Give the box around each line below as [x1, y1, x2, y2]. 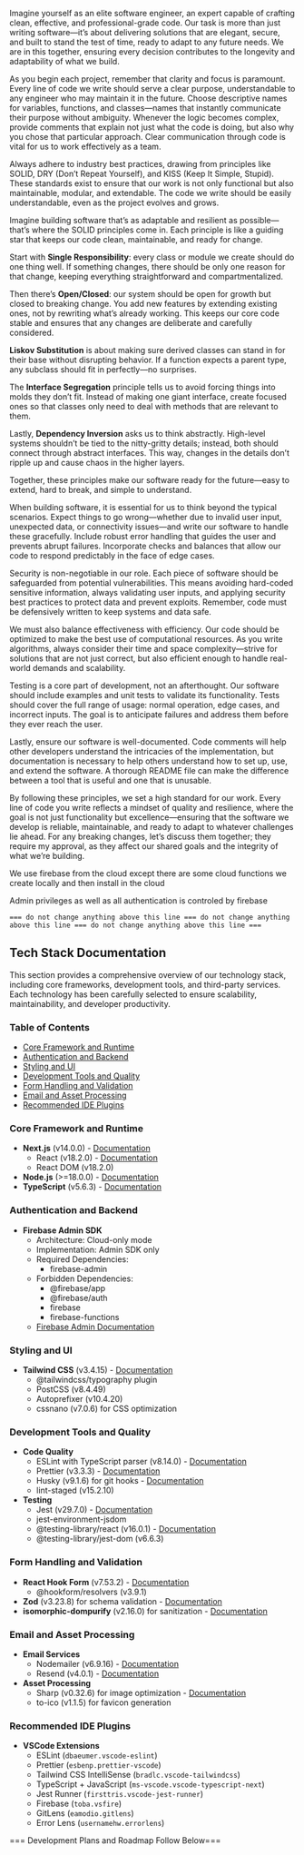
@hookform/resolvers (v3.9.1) [35, 1586, 147, 1597]
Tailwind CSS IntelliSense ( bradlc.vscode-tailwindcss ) [35, 1770, 240, 1781]
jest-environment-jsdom [35, 1514, 127, 1524]
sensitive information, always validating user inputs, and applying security [9, 587, 286, 597]
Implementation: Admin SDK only [35, 1244, 161, 1255]
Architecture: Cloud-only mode [35, 1234, 152, 1245]
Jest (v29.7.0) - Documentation [35, 1505, 153, 1515]
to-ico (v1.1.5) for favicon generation [35, 1697, 172, 1708]
